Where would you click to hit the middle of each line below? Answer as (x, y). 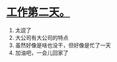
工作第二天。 (38, 12)
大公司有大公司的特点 (42, 37)
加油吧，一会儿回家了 (42, 52)
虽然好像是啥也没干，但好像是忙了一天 (63, 45)
